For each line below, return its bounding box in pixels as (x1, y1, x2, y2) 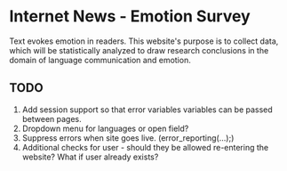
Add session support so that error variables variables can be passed (21, 104, 273, 115)
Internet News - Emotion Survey (9, 6, 251, 27)
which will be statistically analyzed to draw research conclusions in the (9, 45, 269, 55)
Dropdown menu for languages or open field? (21, 123, 189, 134)
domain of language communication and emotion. (9, 54, 191, 65)
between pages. (21, 113, 82, 124)
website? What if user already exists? (21, 151, 159, 162)
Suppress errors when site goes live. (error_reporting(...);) (21, 132, 235, 143)
